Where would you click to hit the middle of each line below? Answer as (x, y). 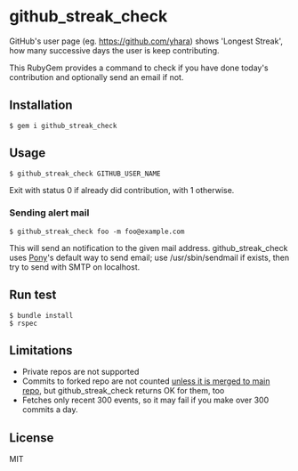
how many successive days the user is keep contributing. (114, 50)
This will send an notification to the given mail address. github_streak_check (149, 248)
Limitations (41, 350)
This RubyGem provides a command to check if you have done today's (139, 68)
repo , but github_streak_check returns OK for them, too (123, 391)
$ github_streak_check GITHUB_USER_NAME (85, 174)
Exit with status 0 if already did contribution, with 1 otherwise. (122, 190)
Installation (41, 106)
